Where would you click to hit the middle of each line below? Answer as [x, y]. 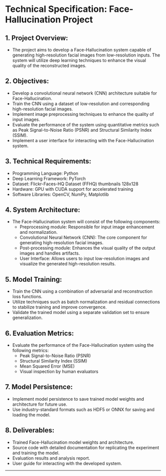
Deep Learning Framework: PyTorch [49, 178]
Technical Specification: [56, 9]
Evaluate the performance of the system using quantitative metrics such [86, 124]
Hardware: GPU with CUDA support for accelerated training [73, 189]
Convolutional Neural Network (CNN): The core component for [83, 238]
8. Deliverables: [30, 430]
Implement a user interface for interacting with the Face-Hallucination [83, 140]
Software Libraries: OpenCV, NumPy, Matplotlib [61, 194]
